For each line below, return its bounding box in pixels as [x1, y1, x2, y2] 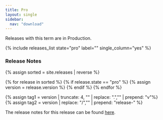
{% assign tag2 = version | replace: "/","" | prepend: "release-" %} [5, 99, 143, 105]
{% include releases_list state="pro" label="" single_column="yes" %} [5, 45, 151, 51]
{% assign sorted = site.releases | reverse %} [5, 69, 100, 75]
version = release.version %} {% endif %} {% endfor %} [5, 84, 122, 90]
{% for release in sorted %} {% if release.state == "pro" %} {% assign [5, 79, 151, 85]
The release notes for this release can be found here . [5, 109, 116, 115]
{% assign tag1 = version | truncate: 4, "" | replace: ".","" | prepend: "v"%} [5, 94, 158, 100]
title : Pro [5, 7, 28, 13]
